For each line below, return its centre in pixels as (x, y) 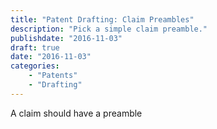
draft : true (35, 47)
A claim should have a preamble (76, 113)
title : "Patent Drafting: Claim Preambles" (102, 19)
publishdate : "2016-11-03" (66, 38)
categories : (35, 66)
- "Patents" (53, 76)
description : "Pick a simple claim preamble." (109, 29)
